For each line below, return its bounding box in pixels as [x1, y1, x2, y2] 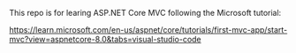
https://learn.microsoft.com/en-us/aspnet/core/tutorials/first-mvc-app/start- [9, 25, 288, 34]
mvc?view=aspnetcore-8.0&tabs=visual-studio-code [9, 34, 201, 44]
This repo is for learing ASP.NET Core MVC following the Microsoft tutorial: [9, 8, 282, 18]
